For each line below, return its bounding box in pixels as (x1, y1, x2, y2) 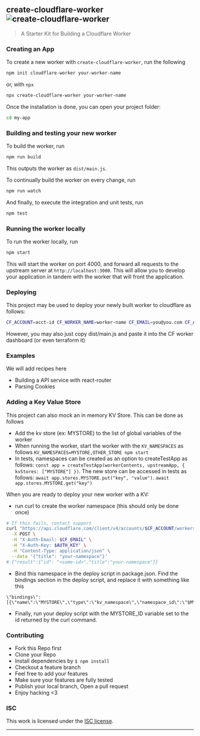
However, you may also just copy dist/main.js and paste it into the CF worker (6, 330, 194, 337)
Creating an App (6, 45, 55, 53)
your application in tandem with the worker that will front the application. (6, 273, 185, 280)
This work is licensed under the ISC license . (6, 717, 114, 725)
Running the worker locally (6, 224, 86, 232)
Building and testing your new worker (6, 128, 117, 137)
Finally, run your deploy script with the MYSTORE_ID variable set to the (14, 609, 189, 617)
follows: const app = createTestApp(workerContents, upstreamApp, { (14, 461, 185, 468)
